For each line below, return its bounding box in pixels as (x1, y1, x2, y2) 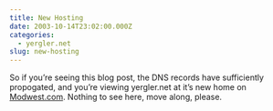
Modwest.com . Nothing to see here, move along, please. (9, 92, 222, 103)
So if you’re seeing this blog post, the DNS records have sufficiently (9, 72, 265, 83)
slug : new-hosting (9, 47, 79, 56)
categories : (9, 30, 55, 39)
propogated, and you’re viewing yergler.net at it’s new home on (9, 82, 247, 93)
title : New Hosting (9, 13, 84, 23)
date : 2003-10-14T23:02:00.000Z (9, 22, 132, 31)
